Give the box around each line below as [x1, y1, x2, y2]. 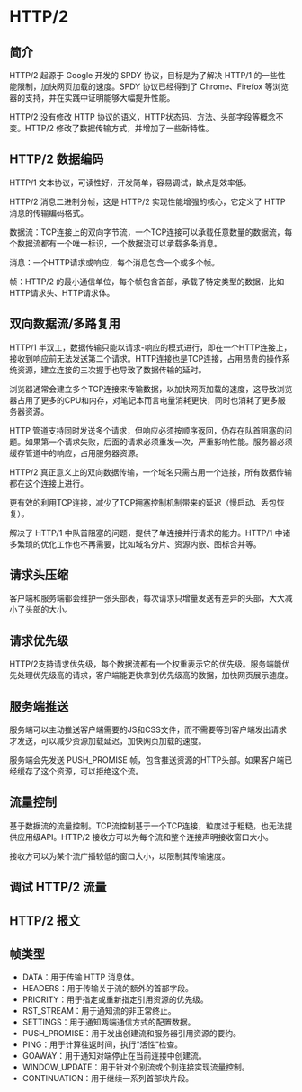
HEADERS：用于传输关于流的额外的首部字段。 [22, 983, 193, 994]
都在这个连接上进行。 [9, 478, 88, 488]
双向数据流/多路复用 [9, 317, 121, 332]
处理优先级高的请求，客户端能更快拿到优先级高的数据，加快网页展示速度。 [16, 670, 293, 681]
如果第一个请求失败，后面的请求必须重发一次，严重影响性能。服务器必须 [24, 436, 293, 447]
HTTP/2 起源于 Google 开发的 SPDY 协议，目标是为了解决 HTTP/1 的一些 [9, 70, 279, 80]
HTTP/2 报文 [9, 913, 81, 928]
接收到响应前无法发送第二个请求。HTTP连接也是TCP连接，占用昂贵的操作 [9, 353, 283, 363]
